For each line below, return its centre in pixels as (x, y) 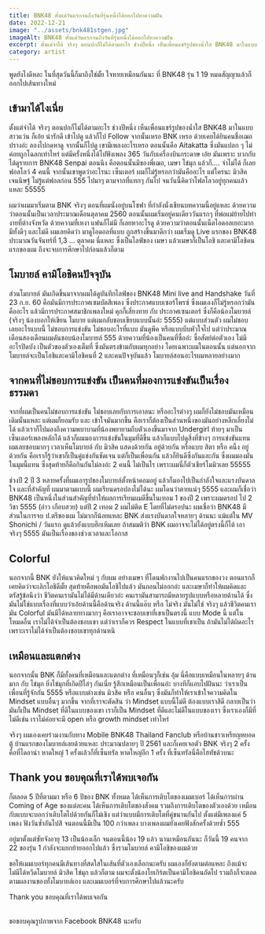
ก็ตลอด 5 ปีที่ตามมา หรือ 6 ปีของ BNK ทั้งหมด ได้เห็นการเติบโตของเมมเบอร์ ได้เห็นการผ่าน (127, 796)
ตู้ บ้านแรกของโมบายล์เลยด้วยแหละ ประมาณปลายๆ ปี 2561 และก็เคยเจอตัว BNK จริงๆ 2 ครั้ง (129, 744)
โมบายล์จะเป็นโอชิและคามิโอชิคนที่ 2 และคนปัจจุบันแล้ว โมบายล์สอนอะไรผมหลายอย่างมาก (125, 355)
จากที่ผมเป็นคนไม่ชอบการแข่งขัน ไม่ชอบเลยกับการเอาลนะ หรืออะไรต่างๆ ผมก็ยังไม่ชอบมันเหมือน (131, 412)
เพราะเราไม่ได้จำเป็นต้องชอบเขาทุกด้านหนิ (62, 631)
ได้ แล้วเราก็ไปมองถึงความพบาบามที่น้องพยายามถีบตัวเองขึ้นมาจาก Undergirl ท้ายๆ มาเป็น (126, 429)
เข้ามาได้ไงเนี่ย (36, 108)
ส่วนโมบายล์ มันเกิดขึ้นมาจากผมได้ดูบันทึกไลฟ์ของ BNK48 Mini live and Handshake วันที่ (132, 293)
